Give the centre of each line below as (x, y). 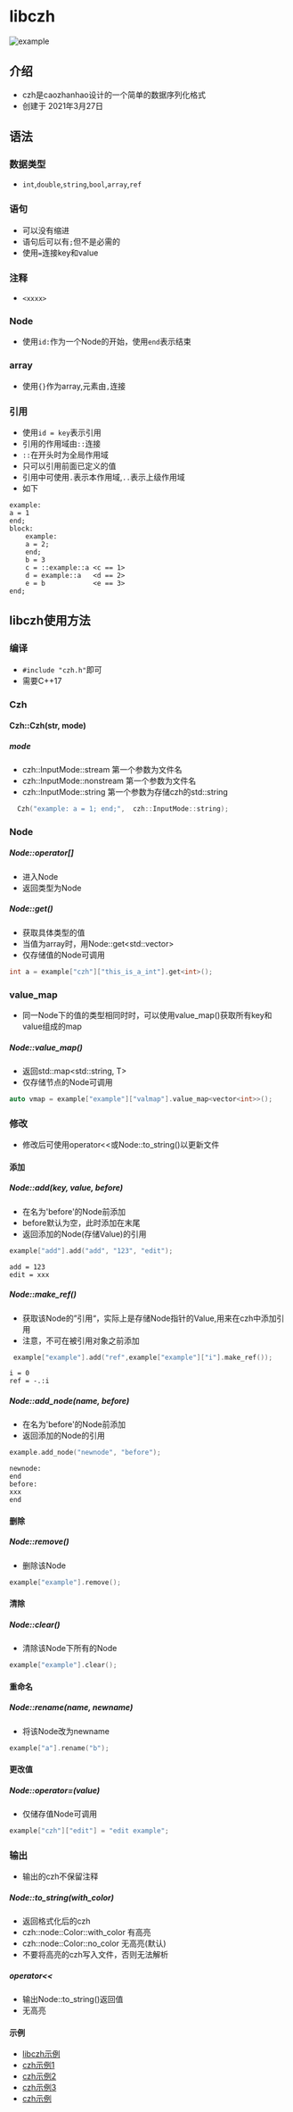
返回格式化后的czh (56, 1921)
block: (21, 529)
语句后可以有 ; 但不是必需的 (71, 241)
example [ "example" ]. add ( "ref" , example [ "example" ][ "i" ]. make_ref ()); (143, 1357)
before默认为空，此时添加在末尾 (81, 1223)
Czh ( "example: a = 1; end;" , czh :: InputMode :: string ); (123, 809)
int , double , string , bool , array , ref (82, 184)
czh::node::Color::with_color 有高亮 (86, 1933)
